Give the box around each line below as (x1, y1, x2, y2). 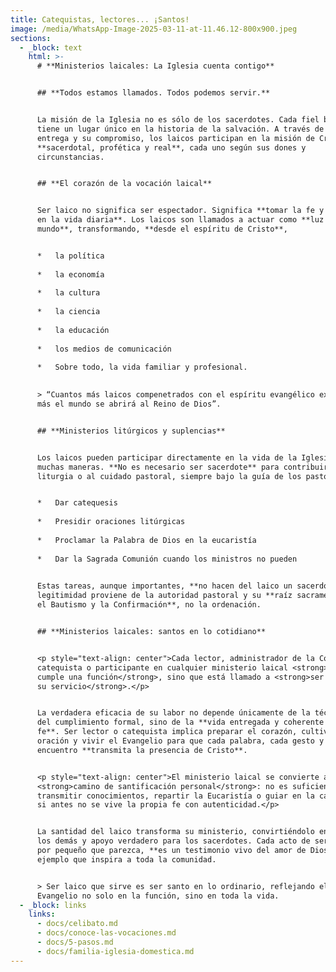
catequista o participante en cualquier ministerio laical (36, 662, 288, 673)
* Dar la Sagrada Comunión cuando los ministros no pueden (36, 554, 298, 564)
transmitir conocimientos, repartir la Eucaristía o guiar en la (36, 791, 315, 801)
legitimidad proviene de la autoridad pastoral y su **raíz (36, 591, 293, 601)
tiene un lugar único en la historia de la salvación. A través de (36, 124, 325, 134)
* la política (36, 251, 105, 261)
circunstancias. (36, 152, 105, 162)
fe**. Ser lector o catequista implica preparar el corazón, (36, 727, 298, 737)
